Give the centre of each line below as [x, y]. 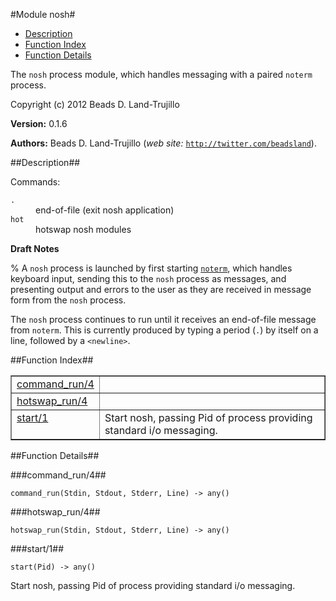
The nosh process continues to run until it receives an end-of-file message [163, 319]
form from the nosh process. [68, 300]
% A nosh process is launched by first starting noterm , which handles [151, 268]
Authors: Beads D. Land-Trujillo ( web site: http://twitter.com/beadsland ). [163, 143]
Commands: [35, 182]
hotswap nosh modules [83, 229]
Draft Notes [35, 248]
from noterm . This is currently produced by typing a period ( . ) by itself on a [164, 330]
